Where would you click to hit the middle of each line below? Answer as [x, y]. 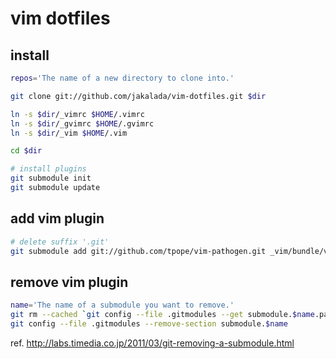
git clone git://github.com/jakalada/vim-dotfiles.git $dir [138, 96]
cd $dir [26, 151]
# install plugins [48, 169]
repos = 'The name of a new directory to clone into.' [122, 78]
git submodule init [51, 178]
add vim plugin [57, 218]
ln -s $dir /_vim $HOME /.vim [69, 133]
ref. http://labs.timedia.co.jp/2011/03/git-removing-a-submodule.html [152, 343]
